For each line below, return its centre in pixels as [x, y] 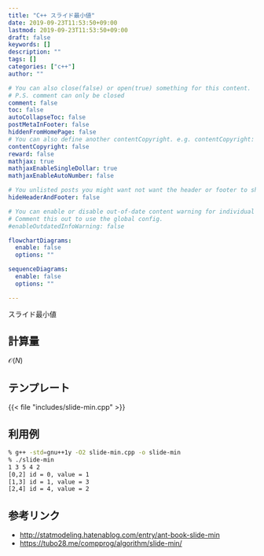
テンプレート [39, 387]
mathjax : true [31, 161]
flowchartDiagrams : [40, 241]
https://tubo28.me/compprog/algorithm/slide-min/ [101, 543]
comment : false [33, 103]
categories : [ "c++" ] [42, 67]
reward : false [31, 154]
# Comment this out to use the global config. [86, 219]
